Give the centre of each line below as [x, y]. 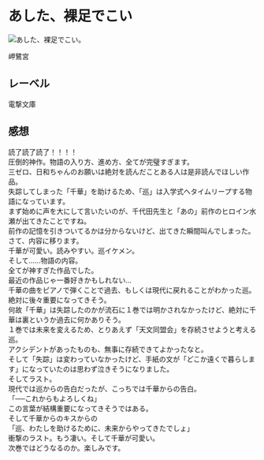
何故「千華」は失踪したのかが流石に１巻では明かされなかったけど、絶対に [129, 309]
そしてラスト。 [32, 379]
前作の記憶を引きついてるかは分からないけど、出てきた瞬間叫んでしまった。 [132, 230]
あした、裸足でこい [71, 16]
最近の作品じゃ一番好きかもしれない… [70, 280]
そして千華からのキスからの [53, 418]
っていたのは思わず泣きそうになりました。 [104, 368]
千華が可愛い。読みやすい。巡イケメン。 [74, 250]
